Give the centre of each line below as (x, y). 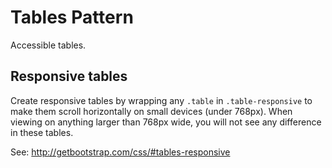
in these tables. (42, 132)
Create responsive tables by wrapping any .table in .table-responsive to (161, 100)
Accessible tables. (48, 45)
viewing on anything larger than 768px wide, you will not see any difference (166, 122)
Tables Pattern (72, 17)
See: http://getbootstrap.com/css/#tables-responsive (120, 152)
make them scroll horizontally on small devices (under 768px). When (151, 111)
